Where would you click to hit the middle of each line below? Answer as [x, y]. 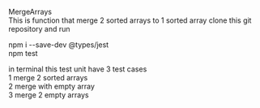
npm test [23, 53]
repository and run [39, 29]
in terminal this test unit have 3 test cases [78, 69]
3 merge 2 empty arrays [49, 95]
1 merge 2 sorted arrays [48, 78]
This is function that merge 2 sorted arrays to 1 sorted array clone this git [130, 20]
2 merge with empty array [52, 86]
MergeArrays [30, 12]
